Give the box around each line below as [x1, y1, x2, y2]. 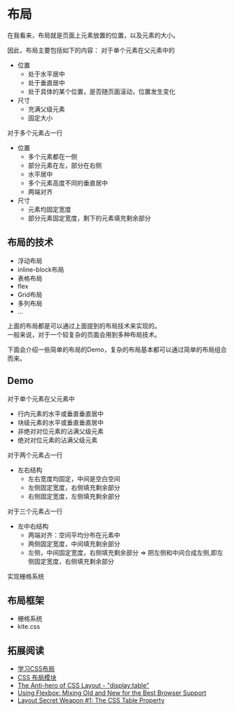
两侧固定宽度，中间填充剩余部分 [27, 539, 121, 548]
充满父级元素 [27, 105, 65, 113]
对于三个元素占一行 [7, 507, 63, 515]
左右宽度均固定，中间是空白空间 [27, 474, 121, 482]
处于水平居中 [27, 70, 65, 78]
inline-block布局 [17, 265, 64, 274]
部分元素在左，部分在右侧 [27, 161, 102, 169]
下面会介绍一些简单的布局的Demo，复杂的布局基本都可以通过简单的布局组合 [7, 345, 227, 354]
